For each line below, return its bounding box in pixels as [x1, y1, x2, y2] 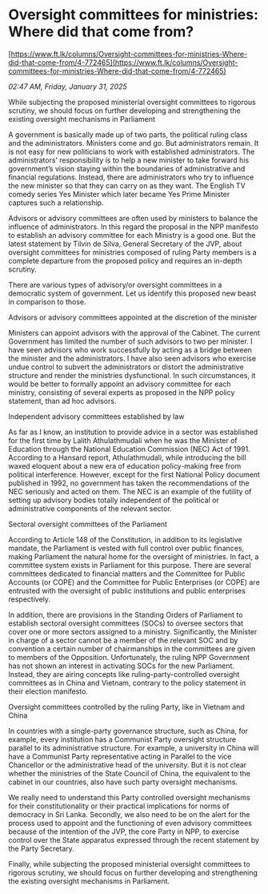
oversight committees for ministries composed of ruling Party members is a [8, 247, 258, 257]
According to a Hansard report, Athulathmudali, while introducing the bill [8, 453, 246, 462]
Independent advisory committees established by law [8, 411, 185, 421]
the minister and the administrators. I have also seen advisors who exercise [8, 353, 257, 363]
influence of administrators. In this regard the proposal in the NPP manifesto [8, 222, 259, 232]
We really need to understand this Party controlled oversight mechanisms [8, 792, 250, 802]
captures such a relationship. [8, 198, 104, 207]
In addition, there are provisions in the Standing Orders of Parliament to [8, 610, 243, 619]
